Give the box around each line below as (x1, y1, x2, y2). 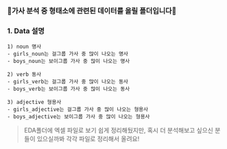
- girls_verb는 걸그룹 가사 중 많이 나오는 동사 (7, 79, 129, 85)
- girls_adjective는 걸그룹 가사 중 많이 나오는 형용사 (7, 106, 149, 113)
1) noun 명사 (7, 43, 42, 51)
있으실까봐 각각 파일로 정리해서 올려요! (36, 135, 140, 143)
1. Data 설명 (7, 26, 45, 36)
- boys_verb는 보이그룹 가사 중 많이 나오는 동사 (7, 85, 130, 93)
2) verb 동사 (7, 71, 42, 78)
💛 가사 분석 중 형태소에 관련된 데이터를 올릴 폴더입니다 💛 (7, 5, 177, 15)
